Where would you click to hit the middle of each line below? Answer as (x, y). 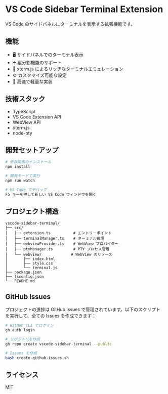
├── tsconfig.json (25, 277)
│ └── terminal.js (31, 268)
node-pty (22, 133)
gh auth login (20, 330)
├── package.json (24, 272)
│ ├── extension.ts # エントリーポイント (59, 233)
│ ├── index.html (30, 259)
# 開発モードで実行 (23, 176)
